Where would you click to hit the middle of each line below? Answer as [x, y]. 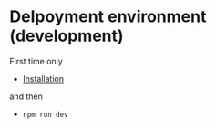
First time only [36, 61]
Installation [43, 78]
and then [26, 96]
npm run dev [45, 114]
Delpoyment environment [108, 17]
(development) [67, 36]
